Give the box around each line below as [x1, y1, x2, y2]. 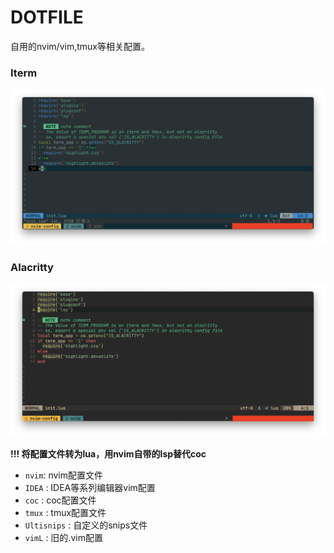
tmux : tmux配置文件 [24, 506, 107, 518]
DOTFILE [10, 6, 84, 29]
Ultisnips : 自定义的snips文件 [24, 519, 148, 531]
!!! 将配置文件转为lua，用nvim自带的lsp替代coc [10, 447, 207, 460]
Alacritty [10, 260, 54, 274]
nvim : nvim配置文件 [24, 469, 103, 481]
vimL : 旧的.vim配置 [24, 531, 103, 543]
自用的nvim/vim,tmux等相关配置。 [10, 40, 150, 52]
